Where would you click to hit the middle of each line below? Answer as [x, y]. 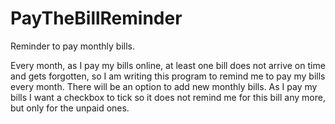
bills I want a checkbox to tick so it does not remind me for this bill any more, [168, 97]
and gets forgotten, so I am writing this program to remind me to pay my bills [168, 76]
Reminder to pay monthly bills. [73, 46]
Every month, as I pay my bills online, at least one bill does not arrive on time [168, 65]
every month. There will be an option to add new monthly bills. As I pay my [164, 86]
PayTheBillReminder [96, 18]
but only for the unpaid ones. [70, 108]
